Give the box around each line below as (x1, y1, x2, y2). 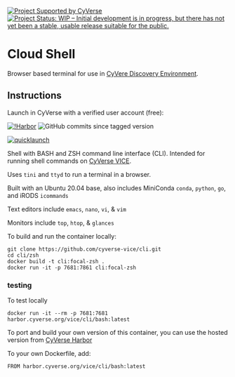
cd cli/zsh (7, 251, 39, 259)
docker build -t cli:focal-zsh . (7, 258, 105, 265)
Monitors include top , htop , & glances (7, 218, 114, 227)
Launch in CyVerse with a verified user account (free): (7, 108, 164, 117)
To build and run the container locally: (7, 232, 117, 240)
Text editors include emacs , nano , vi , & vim (7, 204, 126, 213)
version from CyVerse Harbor (7, 336, 93, 344)
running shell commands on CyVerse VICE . (7, 157, 132, 165)
